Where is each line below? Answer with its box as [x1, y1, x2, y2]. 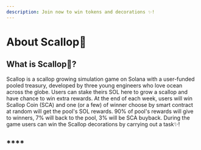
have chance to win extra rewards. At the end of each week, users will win [6, 95, 193, 102]
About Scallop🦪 [6, 35, 86, 49]
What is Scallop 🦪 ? [6, 59, 77, 70]
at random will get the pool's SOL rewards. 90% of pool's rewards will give [6, 107, 194, 115]
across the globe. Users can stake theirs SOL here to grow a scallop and [6, 88, 188, 95]
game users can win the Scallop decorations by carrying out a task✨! [6, 120, 180, 128]
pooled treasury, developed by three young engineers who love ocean [6, 81, 183, 89]
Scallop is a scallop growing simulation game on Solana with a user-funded [6, 75, 195, 83]
